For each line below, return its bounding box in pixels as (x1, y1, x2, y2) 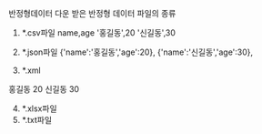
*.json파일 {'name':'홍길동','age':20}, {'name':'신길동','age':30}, (21, 46, 254, 57)
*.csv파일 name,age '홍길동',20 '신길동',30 (21, 27, 176, 38)
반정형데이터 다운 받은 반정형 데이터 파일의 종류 (8, 8, 176, 18)
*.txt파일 (21, 115, 52, 125)
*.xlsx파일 (21, 103, 57, 114)
